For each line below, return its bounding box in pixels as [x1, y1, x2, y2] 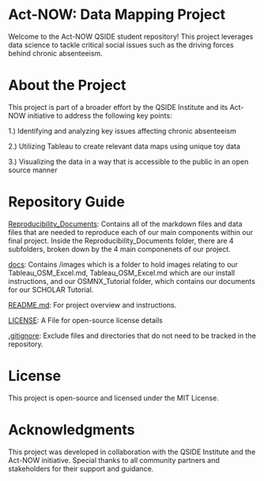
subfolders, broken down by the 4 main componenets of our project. [8, 244, 231, 254]
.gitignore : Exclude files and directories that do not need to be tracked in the [8, 331, 257, 340]
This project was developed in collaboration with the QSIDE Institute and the [8, 447, 256, 456]
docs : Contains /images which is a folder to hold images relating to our [8, 259, 239, 269]
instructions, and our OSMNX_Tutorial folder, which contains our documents [8, 276, 255, 286]
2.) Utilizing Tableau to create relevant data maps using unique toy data [8, 141, 241, 151]
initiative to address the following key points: [27, 111, 172, 120]
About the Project [8, 77, 126, 94]
